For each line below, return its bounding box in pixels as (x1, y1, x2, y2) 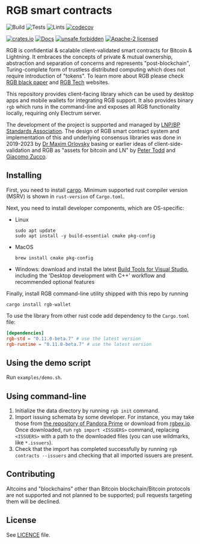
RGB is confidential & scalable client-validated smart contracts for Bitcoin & (6, 46, 192, 54)
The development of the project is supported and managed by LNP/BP (6, 121, 181, 128)
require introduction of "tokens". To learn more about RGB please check (6, 72, 184, 79)
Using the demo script (6, 358, 91, 368)
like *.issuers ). (14, 439, 53, 446)
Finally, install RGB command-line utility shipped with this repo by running (6, 289, 189, 297)
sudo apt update (14, 228, 56, 234)
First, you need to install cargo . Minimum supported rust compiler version (6, 186, 188, 193)
